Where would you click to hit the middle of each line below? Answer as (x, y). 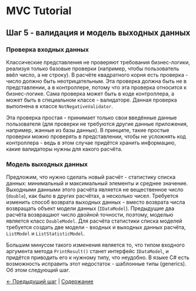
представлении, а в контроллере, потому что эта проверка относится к (97, 87)
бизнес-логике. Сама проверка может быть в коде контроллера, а (90, 93)
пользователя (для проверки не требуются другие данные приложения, (97, 124)
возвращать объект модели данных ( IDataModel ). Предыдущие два (90, 208)
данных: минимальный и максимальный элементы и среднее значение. (97, 184)
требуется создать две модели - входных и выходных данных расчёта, (96, 227)
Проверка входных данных (48, 50)
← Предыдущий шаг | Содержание (50, 282)
